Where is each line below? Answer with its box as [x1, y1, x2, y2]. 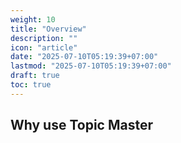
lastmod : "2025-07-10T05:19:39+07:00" [10, 61, 172, 71]
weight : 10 [10, 14, 56, 25]
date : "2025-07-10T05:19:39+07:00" [10, 52, 159, 62]
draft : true [10, 71, 60, 81]
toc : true [10, 80, 52, 90]
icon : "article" [10, 42, 78, 53]
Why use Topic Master [10, 117, 154, 134]
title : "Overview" [10, 24, 87, 34]
